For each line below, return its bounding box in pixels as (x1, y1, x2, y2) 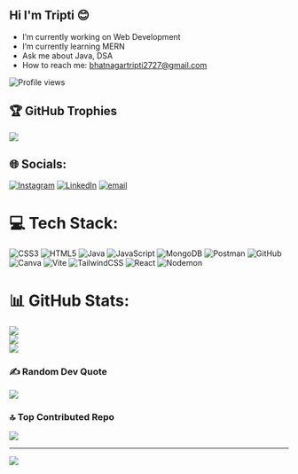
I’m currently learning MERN (21, 41, 126, 51)
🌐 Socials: (9, 157, 67, 172)
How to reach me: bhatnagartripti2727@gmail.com (21, 59, 208, 70)
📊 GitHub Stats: (9, 291, 130, 310)
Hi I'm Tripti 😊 (9, 8, 90, 23)
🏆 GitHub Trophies (9, 104, 118, 119)
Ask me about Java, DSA (21, 50, 114, 61)
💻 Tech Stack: (9, 213, 119, 233)
